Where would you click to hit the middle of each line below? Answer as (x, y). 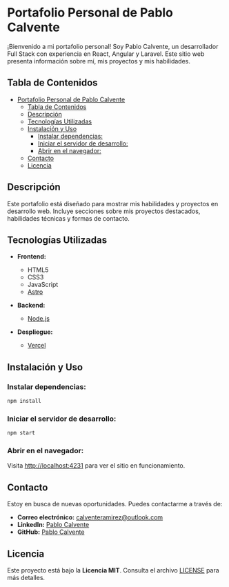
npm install (24, 401)
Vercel (37, 346)
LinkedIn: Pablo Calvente (53, 525)
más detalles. (26, 578)
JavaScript (43, 285)
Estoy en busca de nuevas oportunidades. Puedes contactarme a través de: (115, 504)
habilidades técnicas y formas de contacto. (68, 218)
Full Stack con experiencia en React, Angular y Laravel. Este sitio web (106, 54)
